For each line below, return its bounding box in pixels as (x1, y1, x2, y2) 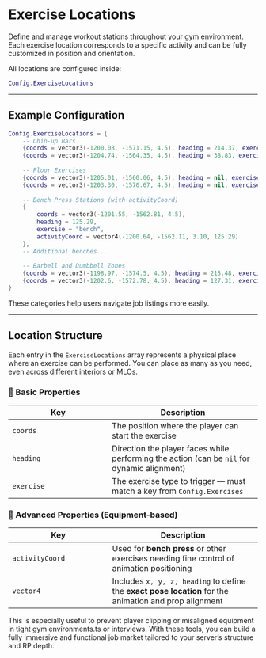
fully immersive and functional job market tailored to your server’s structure (8, 633, 254, 642)
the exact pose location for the (112, 586, 229, 597)
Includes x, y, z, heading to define (112, 576, 247, 587)
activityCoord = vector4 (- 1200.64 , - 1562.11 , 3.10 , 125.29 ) (36, 232, 239, 241)
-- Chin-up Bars (22, 137, 77, 145)
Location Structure (8, 329, 103, 342)
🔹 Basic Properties (8, 386, 81, 397)
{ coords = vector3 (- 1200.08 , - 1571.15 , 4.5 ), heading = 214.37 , (22, 144, 239, 152)
